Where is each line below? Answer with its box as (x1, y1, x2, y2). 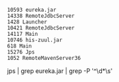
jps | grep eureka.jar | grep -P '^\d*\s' (7, 67, 113, 75)
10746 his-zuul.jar (7, 37, 63, 43)
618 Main (7, 43, 32, 50)
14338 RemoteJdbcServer (7, 12, 75, 19)
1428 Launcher (7, 19, 48, 25)
